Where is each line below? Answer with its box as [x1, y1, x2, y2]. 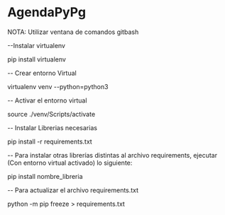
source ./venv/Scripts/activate [7, 110, 96, 118]
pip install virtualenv [7, 54, 66, 64]
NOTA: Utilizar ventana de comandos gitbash [7, 28, 139, 36]
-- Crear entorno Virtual [7, 69, 77, 77]
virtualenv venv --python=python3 [7, 82, 109, 91]
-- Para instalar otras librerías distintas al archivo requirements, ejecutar [7, 151, 218, 159]
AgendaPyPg [7, 4, 87, 21]
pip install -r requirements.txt [7, 137, 92, 146]
